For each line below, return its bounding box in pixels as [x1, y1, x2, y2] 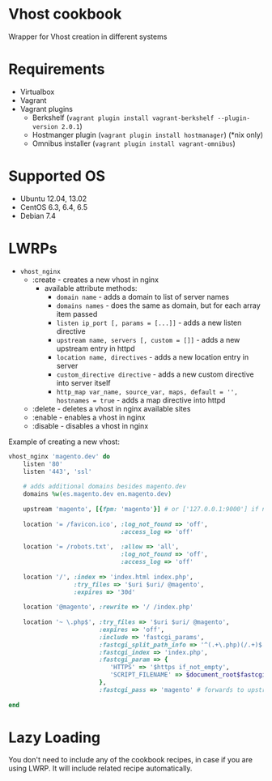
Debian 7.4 [19, 211, 57, 220]
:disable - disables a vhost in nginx [32, 420, 149, 430]
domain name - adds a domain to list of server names [56, 292, 230, 301]
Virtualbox [19, 87, 55, 96]
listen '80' [23, 459, 63, 468]
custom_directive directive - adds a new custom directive [56, 369, 254, 379]
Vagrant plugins [19, 104, 73, 113]
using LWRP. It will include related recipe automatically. [8, 763, 193, 774]
